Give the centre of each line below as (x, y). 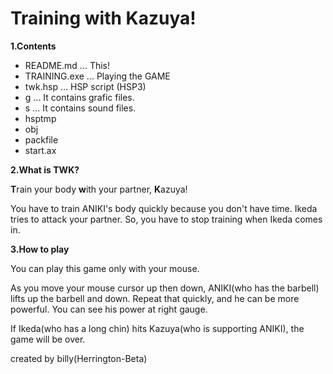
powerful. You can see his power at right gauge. (109, 309)
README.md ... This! (67, 65)
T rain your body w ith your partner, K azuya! (99, 189)
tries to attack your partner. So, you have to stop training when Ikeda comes (166, 219)
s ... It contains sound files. (80, 108)
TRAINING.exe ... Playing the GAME (97, 76)
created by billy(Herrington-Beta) (79, 358)
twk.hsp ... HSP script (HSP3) (85, 86)
